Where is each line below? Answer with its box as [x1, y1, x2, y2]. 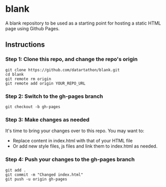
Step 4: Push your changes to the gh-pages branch [5, 156, 135, 163]
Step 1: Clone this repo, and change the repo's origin [5, 56, 138, 63]
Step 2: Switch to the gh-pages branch [5, 93, 103, 100]
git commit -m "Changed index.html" [5, 172, 83, 177]
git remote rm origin [5, 76, 52, 81]
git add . [5, 168, 27, 173]
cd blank [5, 72, 24, 77]
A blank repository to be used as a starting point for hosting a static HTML [5, 20, 161, 26]
